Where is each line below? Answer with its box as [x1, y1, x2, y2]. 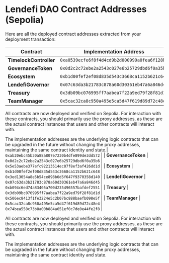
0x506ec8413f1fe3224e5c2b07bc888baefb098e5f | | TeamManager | [5, 195, 140, 201]
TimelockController [8, 56, 55, 63]
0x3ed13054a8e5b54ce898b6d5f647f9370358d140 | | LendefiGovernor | [5, 173, 146, 180]
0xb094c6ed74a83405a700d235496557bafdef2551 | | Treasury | [5, 184, 129, 190]
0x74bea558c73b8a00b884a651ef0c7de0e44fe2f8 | [5, 205, 103, 212]
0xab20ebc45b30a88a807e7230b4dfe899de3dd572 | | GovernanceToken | [5, 152, 148, 158]
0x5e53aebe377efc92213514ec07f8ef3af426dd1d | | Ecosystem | [5, 162, 133, 169]
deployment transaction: [5, 36, 56, 42]
